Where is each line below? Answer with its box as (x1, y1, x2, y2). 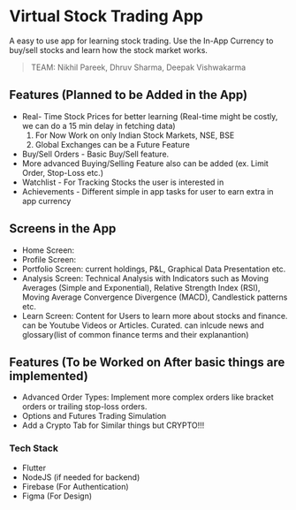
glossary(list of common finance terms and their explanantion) (21, 329, 249, 339)
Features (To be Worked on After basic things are (9, 354, 285, 369)
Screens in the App (9, 221, 117, 236)
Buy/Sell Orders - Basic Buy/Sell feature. (21, 148, 170, 159)
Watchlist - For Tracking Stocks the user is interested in (21, 177, 224, 187)
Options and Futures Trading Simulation (21, 411, 167, 422)
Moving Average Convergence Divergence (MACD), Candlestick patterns (21, 292, 288, 302)
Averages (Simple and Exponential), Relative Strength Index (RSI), (21, 282, 261, 293)
